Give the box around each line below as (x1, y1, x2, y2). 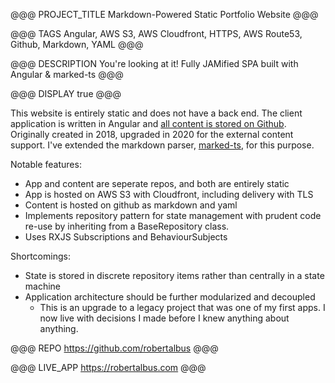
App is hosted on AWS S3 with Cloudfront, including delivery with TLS (24, 189, 314, 200)
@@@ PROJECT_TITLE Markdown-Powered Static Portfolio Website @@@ (10, 9, 319, 20)
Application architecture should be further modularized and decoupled (24, 291, 316, 303)
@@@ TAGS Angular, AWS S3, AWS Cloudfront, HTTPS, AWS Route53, (10, 28, 303, 39)
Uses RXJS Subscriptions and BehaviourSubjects (24, 231, 228, 243)
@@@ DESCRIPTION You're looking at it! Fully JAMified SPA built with (10, 58, 299, 69)
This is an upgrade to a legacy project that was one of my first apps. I (39, 302, 326, 313)
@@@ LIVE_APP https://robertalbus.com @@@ (10, 362, 207, 373)
